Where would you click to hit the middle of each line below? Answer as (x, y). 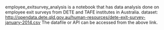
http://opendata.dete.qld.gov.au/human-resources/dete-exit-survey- (75, 17)
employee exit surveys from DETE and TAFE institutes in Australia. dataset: (82, 12)
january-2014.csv (23, 22)
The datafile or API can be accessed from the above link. (100, 22)
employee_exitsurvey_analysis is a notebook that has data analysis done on (82, 7)
